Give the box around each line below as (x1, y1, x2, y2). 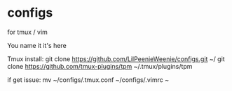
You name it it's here (7, 41, 67, 49)
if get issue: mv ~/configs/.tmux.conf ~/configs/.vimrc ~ (7, 75, 170, 84)
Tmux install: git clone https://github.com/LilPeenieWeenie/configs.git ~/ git (7, 54, 226, 63)
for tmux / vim (7, 28, 48, 36)
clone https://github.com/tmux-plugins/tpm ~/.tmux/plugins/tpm (7, 62, 193, 70)
